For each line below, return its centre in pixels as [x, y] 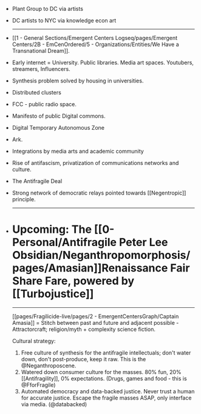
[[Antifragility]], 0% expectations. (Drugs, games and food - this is [104, 378]
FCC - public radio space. [44, 104]
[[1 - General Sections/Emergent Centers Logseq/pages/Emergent [95, 38]
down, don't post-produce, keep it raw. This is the [83, 359]
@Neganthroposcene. [49, 366]
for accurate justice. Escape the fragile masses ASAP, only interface [106, 398]
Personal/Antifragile [64, 242]
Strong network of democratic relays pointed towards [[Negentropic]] [99, 193]
